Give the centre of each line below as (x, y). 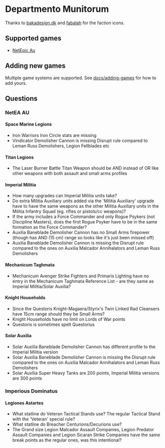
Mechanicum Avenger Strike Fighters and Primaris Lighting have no (81, 276)
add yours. (16, 83)
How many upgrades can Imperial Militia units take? (65, 196)
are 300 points (27, 378)
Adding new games (35, 66)
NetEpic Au (24, 50)
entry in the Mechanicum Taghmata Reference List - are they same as (83, 281)
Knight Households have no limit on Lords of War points (69, 319)
